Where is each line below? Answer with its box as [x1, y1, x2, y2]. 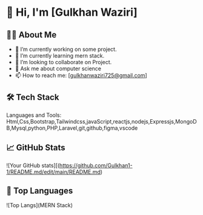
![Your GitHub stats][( [6, 162, 60, 169]
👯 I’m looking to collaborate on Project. [15, 59, 112, 65]
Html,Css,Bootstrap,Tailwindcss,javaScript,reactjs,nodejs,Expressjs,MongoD [6, 117, 197, 125]
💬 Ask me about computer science [15, 65, 102, 72]
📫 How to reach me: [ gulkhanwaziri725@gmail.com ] [15, 72, 147, 79]
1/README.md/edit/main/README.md [6, 168, 101, 175]
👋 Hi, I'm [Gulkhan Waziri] [6, 5, 138, 19]
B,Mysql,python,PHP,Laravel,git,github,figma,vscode [6, 124, 138, 131]
